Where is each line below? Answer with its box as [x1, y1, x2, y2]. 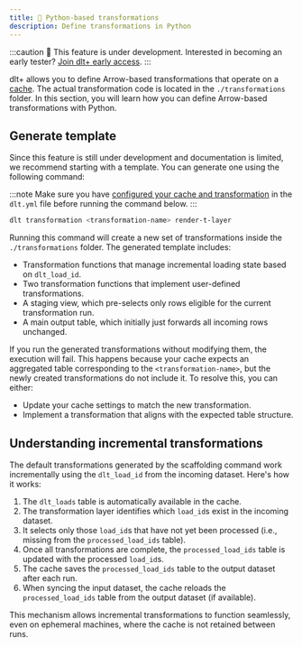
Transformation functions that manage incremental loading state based [22, 259, 287, 271]
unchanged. [22, 327, 68, 337]
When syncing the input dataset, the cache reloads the [22, 583, 227, 593]
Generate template [9, 128, 117, 143]
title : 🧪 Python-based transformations [9, 13, 160, 23]
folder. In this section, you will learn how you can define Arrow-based [9, 92, 268, 104]
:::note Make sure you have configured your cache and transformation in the [9, 189, 293, 199]
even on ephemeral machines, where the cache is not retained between [9, 619, 276, 630]
